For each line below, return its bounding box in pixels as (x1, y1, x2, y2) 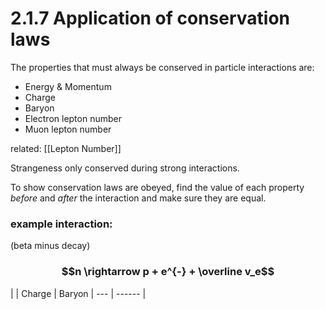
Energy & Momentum (24, 80, 112, 92)
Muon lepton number (24, 123, 112, 135)
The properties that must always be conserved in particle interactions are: (10, 61, 315, 73)
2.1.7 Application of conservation (10, 7, 290, 30)
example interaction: (10, 217, 113, 231)
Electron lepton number (24, 112, 122, 124)
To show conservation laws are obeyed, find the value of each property (10, 181, 305, 193)
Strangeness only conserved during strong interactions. (10, 162, 240, 174)
